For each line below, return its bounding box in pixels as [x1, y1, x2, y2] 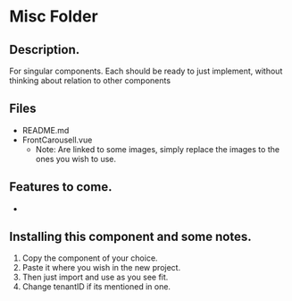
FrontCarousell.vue [21, 134, 93, 145]
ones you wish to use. [35, 153, 117, 164]
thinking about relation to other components [9, 75, 171, 86]
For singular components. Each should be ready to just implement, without [9, 65, 283, 76]
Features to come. [9, 179, 113, 194]
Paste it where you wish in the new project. [21, 262, 181, 273]
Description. [9, 42, 80, 57]
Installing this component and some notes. [9, 229, 252, 245]
